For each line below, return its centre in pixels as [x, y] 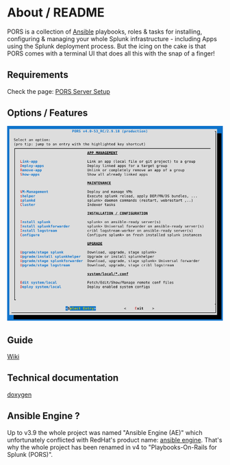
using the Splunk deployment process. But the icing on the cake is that [107, 46]
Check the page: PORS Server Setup [59, 91]
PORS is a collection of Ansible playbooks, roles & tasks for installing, [105, 32]
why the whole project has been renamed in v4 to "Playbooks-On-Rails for [112, 447]
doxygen [20, 394]
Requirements [38, 75]
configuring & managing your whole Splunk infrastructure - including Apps [112, 38]
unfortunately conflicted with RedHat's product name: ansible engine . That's [115, 440]
